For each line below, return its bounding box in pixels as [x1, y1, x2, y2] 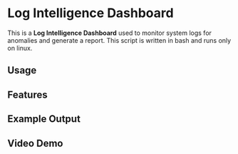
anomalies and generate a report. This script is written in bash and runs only [7, 36, 232, 44]
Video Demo [7, 137, 63, 149]
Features [7, 88, 48, 101]
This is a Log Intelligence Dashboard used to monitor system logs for [7, 29, 212, 37]
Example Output [7, 113, 81, 125]
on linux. [7, 43, 33, 52]
